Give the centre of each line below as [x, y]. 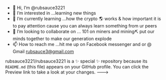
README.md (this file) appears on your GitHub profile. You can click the [77, 67]
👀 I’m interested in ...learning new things [54, 13]
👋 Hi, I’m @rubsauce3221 [39, 8]
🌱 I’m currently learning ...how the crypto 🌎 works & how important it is [87, 18]
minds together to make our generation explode [62, 38]
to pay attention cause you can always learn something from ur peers [85, 26]
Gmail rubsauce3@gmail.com [43, 51]
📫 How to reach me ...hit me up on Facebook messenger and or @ [82, 44]
